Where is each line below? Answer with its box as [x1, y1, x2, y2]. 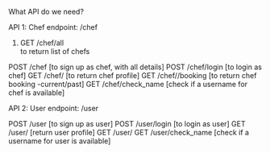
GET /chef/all [19, 38, 64, 48]
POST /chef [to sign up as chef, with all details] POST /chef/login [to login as [8, 62, 262, 72]
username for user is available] [8, 136, 111, 146]
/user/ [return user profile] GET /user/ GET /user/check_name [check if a [8, 128, 250, 137]
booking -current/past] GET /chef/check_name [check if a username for [8, 80, 248, 89]
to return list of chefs [19, 47, 90, 56]
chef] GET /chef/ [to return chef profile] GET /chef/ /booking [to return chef [8, 71, 257, 80]
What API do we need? [8, 7, 85, 16]
